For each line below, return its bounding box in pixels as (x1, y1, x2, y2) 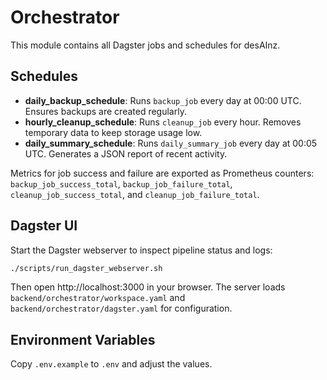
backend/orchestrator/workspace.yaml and (10, 292, 186, 304)
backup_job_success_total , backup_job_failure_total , (10, 177, 233, 190)
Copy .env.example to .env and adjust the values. (10, 358, 213, 370)
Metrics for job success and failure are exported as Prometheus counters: (10, 167, 315, 179)
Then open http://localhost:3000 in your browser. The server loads (10, 281, 286, 293)
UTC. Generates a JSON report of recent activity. (24, 147, 228, 160)
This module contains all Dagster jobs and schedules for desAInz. (10, 39, 281, 51)
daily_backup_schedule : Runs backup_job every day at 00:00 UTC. (24, 94, 302, 106)
